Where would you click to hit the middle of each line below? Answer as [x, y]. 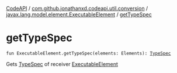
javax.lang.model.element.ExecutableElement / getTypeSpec [79, 14]
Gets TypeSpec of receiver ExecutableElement [62, 64]
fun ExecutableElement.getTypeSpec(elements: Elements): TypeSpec [88, 53]
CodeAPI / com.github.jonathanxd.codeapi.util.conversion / [77, 8]
